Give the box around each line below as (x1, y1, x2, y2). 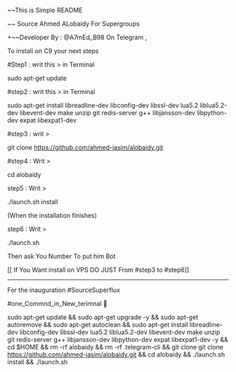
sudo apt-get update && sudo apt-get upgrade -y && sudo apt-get (7, 313, 199, 321)
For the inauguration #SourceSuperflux (7, 286, 121, 294)
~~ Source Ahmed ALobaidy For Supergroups (7, 20, 140, 27)
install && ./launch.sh (7, 358, 68, 366)
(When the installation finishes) (7, 211, 97, 220)
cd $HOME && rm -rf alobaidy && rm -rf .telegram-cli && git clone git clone (7, 343, 223, 351)
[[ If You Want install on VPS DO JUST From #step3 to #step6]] (7, 266, 190, 274)
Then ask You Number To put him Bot (7, 252, 116, 260)
